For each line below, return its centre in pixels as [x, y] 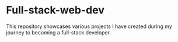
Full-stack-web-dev [55, 10]
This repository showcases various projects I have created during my [89, 26]
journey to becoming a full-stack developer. [59, 32]
